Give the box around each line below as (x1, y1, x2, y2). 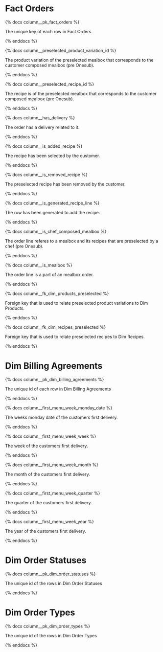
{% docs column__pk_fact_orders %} (5, 19, 80, 25)
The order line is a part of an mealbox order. (5, 271, 94, 277)
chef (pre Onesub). (5, 243, 44, 249)
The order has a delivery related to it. (5, 124, 80, 130)
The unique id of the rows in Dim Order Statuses (5, 580, 102, 586)
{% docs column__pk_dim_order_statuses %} (5, 571, 96, 577)
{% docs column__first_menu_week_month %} (5, 462, 99, 468)
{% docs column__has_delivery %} (5, 114, 75, 120)
